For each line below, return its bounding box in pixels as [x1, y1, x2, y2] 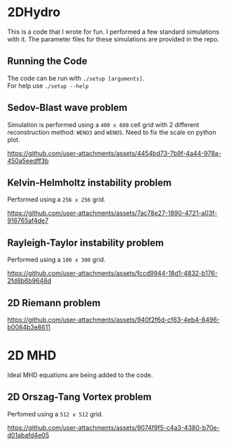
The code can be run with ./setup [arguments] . [7, 74, 145, 82]
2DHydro [7, 4, 61, 20]
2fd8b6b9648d [7, 277, 52, 285]
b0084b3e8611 [7, 323, 51, 331]
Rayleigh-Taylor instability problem [7, 237, 165, 249]
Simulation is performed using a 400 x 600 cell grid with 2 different [7, 120, 200, 129]
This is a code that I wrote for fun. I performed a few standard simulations [7, 27, 220, 36]
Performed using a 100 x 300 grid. [7, 256, 106, 264]
